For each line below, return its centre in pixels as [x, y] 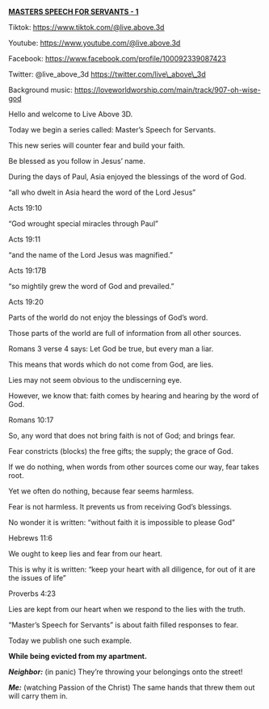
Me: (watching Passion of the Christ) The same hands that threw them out [132, 687]
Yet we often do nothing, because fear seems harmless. [101, 491]
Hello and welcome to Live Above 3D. [71, 114]
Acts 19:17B [27, 271]
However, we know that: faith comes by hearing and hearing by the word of [134, 396]
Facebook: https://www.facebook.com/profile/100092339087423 [118, 59]
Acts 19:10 [25, 208]
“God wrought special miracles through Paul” [84, 224]
